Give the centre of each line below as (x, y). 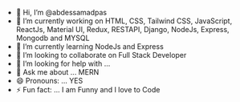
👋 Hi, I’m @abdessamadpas (61, 12)
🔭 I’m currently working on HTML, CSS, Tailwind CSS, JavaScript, (124, 21)
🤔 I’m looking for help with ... (63, 63)
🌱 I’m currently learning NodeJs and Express (90, 47)
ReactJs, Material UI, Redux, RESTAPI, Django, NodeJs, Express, (123, 29)
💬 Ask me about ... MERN (57, 72)
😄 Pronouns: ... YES (49, 81)
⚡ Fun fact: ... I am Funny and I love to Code (88, 90)
